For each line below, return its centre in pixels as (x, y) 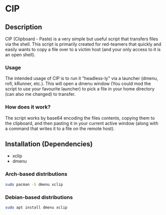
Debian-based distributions (39, 197)
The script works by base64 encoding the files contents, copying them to (80, 118)
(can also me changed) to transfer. (40, 94)
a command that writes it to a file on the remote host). (60, 128)
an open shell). (20, 55)
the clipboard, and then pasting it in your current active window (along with (82, 123)
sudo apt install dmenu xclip (36, 207)
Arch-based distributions (36, 174)
